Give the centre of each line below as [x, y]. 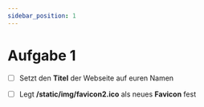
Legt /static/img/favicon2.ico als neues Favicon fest [108, 94]
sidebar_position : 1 [42, 16]
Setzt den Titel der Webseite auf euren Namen [96, 78]
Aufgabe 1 [42, 55]
